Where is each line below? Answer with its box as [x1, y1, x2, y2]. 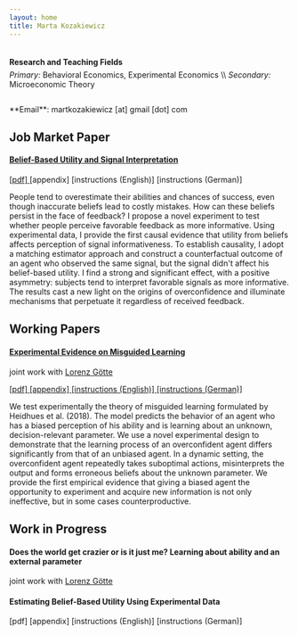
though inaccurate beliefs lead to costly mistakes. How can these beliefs [9, 202, 276, 212]
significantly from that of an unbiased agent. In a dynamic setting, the [9, 448, 264, 459]
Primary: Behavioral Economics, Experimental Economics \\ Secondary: [9, 69, 271, 80]
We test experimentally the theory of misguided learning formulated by [9, 400, 269, 411]
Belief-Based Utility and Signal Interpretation [9, 154, 179, 165]
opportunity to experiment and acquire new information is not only [9, 486, 252, 497]
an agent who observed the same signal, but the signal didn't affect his [9, 258, 270, 268]
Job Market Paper [9, 129, 110, 144]
